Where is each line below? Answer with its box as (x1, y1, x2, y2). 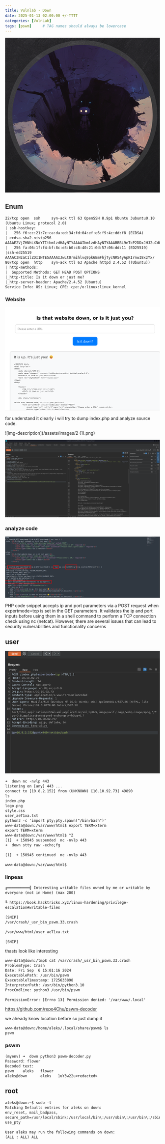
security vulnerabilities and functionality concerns (5, 623, 107, 629)
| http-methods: (5, 265, 38, 270)
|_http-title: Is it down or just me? (5, 275, 84, 280)
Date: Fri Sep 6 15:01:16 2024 (5, 968, 71, 973)
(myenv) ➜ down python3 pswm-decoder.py (5, 1054, 91, 1059)
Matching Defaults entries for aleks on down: (5, 1105, 102, 1110)
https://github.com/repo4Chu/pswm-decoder (5, 1006, 97, 1012)
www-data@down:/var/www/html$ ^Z (5, 833, 74, 837)
